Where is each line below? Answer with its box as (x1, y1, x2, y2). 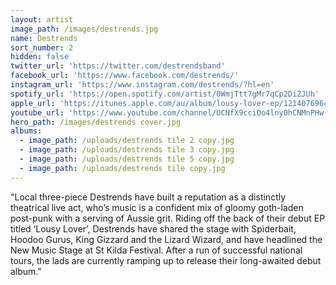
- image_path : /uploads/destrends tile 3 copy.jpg (19, 145, 235, 155)
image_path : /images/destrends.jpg (10, 24, 159, 34)
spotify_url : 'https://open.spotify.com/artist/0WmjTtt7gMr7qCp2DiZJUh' (10, 89, 320, 99)
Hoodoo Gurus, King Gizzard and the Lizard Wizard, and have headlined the (10, 233, 323, 245)
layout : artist (10, 14, 74, 25)
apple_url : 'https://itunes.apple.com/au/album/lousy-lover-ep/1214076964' (10, 98, 333, 108)
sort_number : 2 (10, 42, 74, 53)
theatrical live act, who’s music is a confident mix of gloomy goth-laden (10, 201, 304, 213)
